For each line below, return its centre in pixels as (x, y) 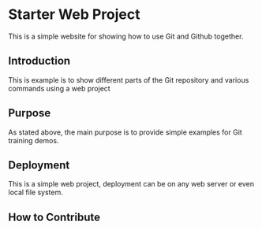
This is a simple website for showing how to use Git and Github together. (126, 36)
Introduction (39, 61)
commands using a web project (59, 88)
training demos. (34, 140)
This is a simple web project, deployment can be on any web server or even (131, 184)
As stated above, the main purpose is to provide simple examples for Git (125, 132)
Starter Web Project (74, 15)
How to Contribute (54, 217)
